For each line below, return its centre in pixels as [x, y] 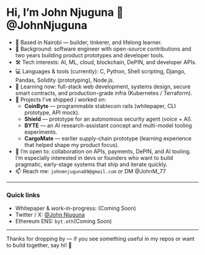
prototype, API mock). [52, 112]
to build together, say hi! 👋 [39, 245]
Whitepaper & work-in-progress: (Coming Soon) [75, 208]
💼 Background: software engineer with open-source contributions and [103, 49]
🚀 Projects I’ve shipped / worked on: [61, 99]
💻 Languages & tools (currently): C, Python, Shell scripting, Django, [100, 71]
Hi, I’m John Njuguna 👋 [65, 13]
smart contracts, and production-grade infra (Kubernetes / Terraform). [104, 93]
